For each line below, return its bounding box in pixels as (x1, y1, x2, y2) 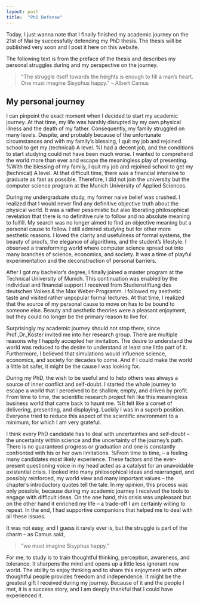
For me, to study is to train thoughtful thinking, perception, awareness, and (6, 554, 190, 561)
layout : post (6, 8, 39, 15)
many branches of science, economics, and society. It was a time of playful (6, 251, 192, 258)
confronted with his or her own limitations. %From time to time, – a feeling (6, 449, 188, 457)
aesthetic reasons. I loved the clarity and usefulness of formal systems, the (6, 232, 191, 239)
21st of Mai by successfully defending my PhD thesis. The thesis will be (6, 37, 182, 44)
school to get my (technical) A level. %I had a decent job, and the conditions (6, 144, 194, 151)
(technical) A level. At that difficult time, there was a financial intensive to (6, 170, 186, 177)
